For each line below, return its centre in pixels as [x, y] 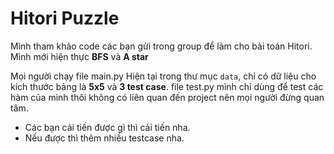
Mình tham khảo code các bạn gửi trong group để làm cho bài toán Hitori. [161, 46]
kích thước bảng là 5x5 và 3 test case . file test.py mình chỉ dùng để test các [167, 86]
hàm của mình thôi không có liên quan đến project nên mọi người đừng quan [167, 97]
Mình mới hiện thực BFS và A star [79, 56]
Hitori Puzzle [65, 18]
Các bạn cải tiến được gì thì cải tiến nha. [107, 127]
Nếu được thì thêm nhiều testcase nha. [104, 138]
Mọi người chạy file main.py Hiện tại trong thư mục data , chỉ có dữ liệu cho [163, 76]
